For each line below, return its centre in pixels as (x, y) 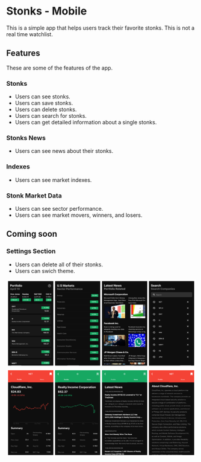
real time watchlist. (29, 34)
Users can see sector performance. (59, 208)
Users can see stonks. (42, 97)
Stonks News (26, 138)
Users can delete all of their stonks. (59, 265)
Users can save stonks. (44, 103)
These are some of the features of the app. (60, 68)
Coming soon (32, 234)
